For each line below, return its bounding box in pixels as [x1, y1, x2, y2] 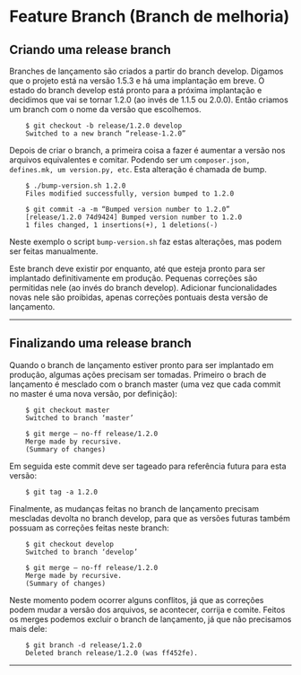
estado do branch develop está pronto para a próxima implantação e [9, 85, 262, 95]
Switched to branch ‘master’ [25, 413, 134, 423]
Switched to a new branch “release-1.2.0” [25, 129, 186, 138]
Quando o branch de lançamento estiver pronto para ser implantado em [9, 359, 274, 370]
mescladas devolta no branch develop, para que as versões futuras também [9, 513, 291, 523]
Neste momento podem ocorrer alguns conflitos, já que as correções [9, 594, 264, 605]
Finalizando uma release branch [9, 336, 193, 351]
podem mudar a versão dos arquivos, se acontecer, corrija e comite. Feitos [9, 604, 286, 615]
